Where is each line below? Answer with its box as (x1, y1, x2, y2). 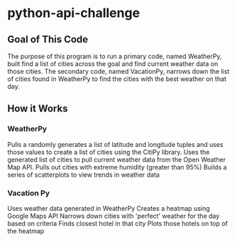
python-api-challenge (7, 5, 140, 21)
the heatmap (7, 226, 45, 235)
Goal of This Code (7, 33, 89, 45)
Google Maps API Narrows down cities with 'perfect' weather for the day (7, 211, 220, 220)
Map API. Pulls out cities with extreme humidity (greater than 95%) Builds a (7, 163, 227, 171)
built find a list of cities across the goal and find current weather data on (7, 60, 219, 68)
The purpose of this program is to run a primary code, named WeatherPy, (7, 52, 222, 60)
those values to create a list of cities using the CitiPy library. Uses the (7, 148, 210, 156)
